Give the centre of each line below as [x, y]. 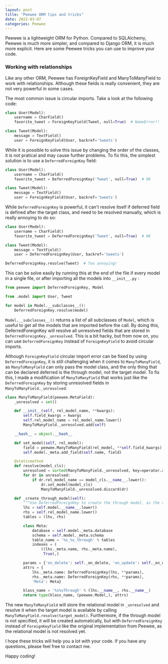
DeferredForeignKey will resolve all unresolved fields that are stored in [77, 330]
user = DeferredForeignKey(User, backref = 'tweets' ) [69, 254]
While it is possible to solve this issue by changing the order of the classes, [82, 150]
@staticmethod [29, 461]
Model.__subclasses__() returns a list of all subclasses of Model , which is [80, 320]
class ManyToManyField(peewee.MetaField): [50, 397]
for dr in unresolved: [47, 475]
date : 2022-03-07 [23, 19]
